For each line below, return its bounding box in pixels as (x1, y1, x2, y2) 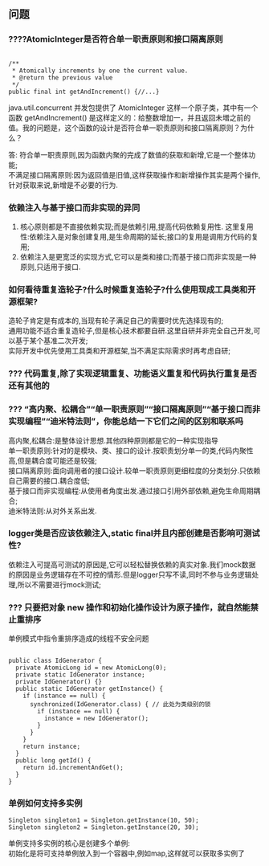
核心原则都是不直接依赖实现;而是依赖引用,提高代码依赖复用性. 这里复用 (19, 222, 255, 231)
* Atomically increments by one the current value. (11, 67, 189, 75)
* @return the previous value (11, 73, 113, 82)
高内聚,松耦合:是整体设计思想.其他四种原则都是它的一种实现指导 (8, 435, 219, 445)
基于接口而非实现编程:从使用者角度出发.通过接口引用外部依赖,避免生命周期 (8, 485, 255, 496)
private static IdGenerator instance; (15, 671, 146, 679)
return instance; (22, 742, 81, 751)
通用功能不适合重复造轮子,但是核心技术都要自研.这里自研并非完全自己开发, (8, 326, 255, 336)
